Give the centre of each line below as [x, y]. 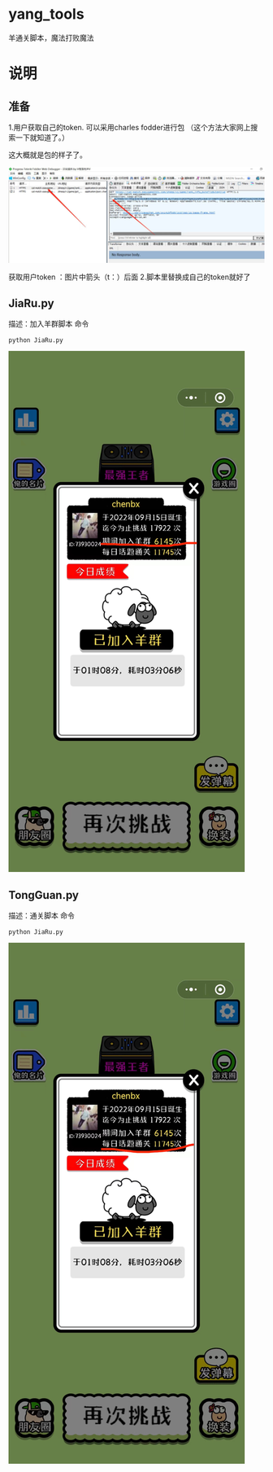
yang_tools [46, 14]
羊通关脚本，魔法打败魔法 [51, 37]
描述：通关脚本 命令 [41, 916]
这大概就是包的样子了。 [48, 155]
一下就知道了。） [42, 137]
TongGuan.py [44, 895]
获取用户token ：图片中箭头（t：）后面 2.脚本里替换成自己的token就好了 [130, 277]
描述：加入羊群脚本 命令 [49, 324]
